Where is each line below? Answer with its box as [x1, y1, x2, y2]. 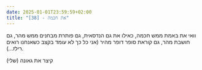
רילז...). [6, 44, 24, 52]
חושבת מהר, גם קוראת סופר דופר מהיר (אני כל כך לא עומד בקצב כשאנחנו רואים [6, 38, 190, 45]
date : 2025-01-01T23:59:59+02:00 [6, 9, 92, 15]
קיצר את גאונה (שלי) [6, 56, 53, 64]
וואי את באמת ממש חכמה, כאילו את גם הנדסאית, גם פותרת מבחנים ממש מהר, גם [6, 31, 196, 39]
